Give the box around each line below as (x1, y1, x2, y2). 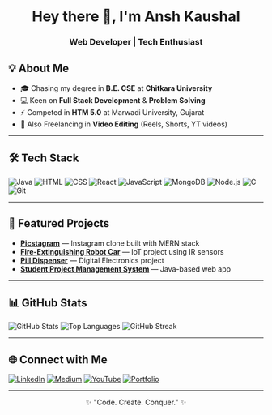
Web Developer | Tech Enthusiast (69, 36, 203, 48)
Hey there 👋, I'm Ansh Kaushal (32, 7, 240, 26)
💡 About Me (8, 61, 70, 75)
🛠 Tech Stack (8, 152, 79, 165)
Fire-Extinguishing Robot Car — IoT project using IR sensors (19, 246, 224, 256)
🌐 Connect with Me (8, 353, 108, 366)
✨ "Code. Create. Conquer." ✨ (85, 397, 187, 408)
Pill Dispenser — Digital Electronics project (19, 255, 164, 265)
